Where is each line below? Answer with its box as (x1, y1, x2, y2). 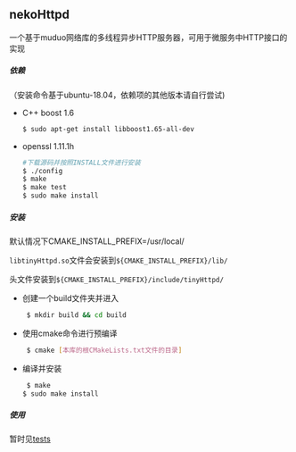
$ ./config (21, 166, 63, 175)
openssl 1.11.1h (21, 140, 75, 151)
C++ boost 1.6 (21, 107, 74, 118)
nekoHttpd (9, 7, 70, 22)
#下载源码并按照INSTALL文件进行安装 (21, 158, 141, 167)
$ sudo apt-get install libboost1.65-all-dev (21, 124, 194, 133)
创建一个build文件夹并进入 (21, 293, 119, 303)
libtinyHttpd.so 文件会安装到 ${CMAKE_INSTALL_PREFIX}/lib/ (9, 255, 228, 265)
